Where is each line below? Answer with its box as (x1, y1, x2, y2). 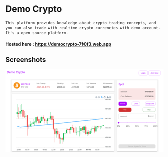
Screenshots (5, 55, 46, 64)
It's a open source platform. (5, 30, 69, 35)
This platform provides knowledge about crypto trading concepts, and (5, 20, 156, 25)
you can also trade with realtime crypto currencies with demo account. (5, 25, 161, 30)
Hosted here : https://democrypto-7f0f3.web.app (5, 41, 112, 47)
